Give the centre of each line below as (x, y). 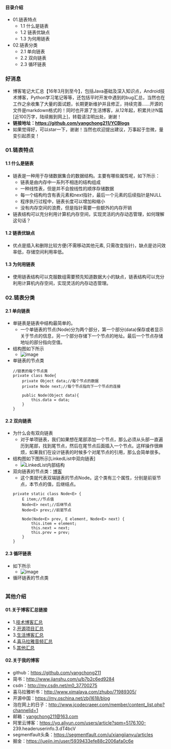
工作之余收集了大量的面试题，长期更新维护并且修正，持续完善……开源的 (88, 104)
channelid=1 (25, 710)
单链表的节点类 (28, 360)
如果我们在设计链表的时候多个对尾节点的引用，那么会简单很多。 (96, 452)
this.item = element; (54, 524)
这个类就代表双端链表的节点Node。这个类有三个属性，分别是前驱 (88, 478)
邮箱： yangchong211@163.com (45, 716)
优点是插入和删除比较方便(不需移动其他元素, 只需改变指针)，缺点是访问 (87, 245)
